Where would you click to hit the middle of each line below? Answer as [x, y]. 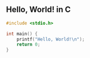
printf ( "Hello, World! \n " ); [51, 39]
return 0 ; [29, 45]
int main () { [22, 34]
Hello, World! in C [39, 10]
